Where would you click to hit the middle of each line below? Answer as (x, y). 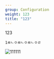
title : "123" (18, 19)
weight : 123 (17, 14)
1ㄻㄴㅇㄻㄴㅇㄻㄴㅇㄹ (23, 43)
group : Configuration (27, 10)
